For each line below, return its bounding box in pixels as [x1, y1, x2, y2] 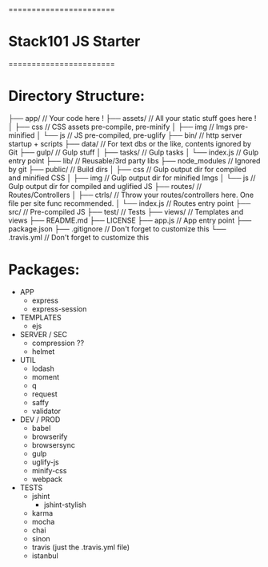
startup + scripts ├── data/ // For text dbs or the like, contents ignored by [8, 139, 252, 148]
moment [31, 372, 60, 381]
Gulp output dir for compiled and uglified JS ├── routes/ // [8, 181, 202, 191]
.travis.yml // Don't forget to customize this [8, 232, 150, 242]
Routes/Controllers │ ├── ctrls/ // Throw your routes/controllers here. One [8, 190, 254, 199]
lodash [31, 364, 54, 373]
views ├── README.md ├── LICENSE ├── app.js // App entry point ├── [8, 215, 252, 225]
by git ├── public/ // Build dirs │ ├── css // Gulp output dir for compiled [8, 164, 246, 174]
